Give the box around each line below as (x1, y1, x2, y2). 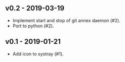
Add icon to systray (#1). (12, 50, 64, 57)
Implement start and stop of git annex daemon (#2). (12, 17, 120, 23)
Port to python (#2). (12, 23, 54, 29)
